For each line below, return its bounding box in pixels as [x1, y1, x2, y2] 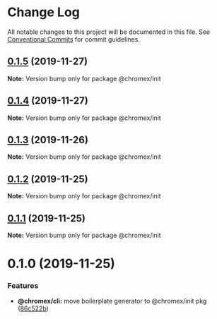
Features [7, 281, 39, 291]
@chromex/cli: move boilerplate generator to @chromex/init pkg [17, 297, 207, 306]
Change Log [7, 4, 80, 20]
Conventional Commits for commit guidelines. [7, 35, 140, 43]
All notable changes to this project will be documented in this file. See [7, 28, 211, 36]
